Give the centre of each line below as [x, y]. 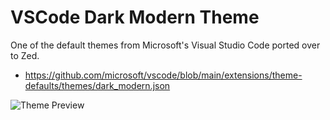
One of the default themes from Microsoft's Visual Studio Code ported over [165, 45]
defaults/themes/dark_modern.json [97, 85]
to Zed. [25, 55]
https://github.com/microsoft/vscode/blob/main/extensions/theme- [163, 75]
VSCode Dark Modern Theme [135, 17]
